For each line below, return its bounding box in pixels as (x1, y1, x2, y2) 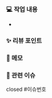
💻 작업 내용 (6, 5, 38, 13)
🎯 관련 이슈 (6, 71, 35, 80)
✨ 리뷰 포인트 (6, 37, 43, 45)
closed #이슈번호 (6, 86, 47, 93)
